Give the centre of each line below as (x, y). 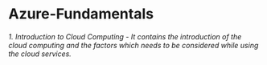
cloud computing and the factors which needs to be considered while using (133, 45)
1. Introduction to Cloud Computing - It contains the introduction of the (125, 36)
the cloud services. (40, 54)
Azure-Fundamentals (81, 14)
